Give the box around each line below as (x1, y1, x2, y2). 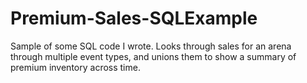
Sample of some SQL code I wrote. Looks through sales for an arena (10, 40, 292, 52)
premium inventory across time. (10, 61, 141, 73)
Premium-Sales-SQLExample (10, 7, 258, 30)
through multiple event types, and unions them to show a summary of (10, 50, 297, 62)
